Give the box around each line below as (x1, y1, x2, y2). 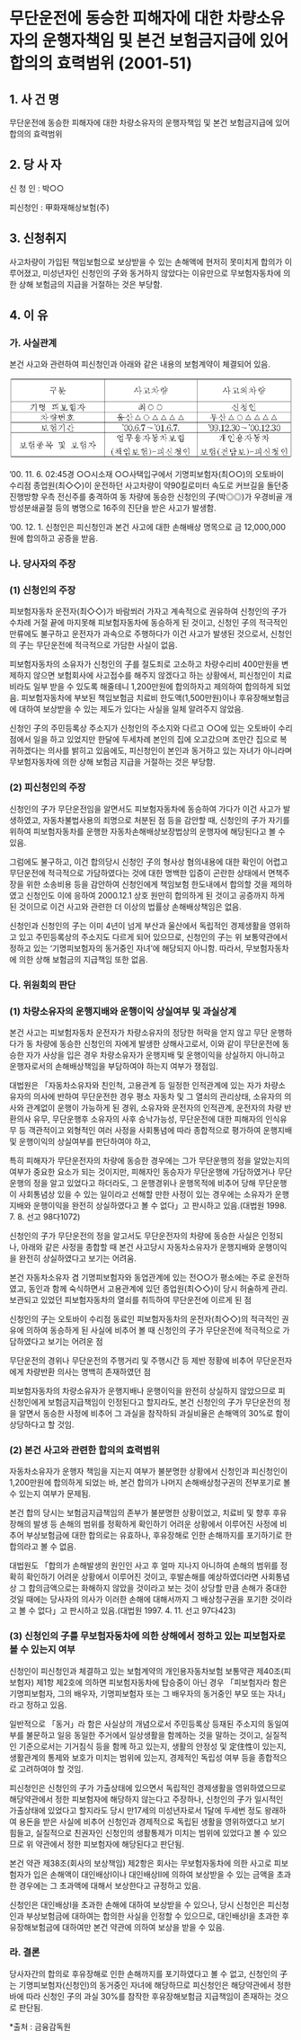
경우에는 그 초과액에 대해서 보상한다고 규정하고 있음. (18, 1880, 201, 1891)
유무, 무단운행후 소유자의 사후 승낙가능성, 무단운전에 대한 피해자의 (32, 1113, 263, 1124)
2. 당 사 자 (9, 157, 62, 173)
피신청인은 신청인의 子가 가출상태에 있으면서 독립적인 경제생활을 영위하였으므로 (9, 1782, 287, 1793)
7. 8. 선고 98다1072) (9, 1211, 81, 1222)
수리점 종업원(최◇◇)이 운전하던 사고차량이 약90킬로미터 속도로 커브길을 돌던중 (9, 480, 289, 491)
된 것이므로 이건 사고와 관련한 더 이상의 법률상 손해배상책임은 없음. (9, 900, 242, 912)
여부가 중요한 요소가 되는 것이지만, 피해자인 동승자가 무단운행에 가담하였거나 (9, 1166, 276, 1177)
